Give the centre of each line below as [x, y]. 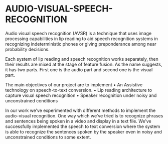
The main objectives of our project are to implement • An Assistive [74, 85]
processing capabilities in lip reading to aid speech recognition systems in [81, 39]
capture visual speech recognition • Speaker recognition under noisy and [81, 95]
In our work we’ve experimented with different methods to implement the [80, 110]
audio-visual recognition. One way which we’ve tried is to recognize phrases [84, 115]
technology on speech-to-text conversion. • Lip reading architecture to [78, 90]
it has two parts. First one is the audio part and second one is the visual [79, 69]
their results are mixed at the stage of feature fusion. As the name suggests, [84, 64]
